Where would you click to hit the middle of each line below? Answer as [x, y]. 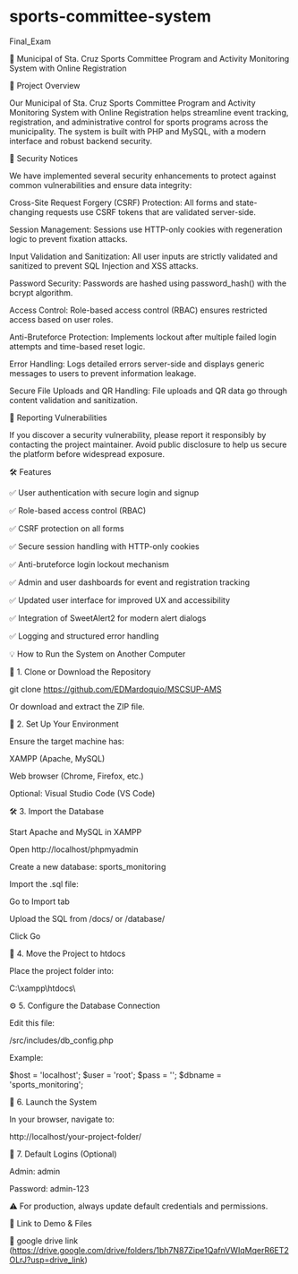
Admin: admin [35, 1171]
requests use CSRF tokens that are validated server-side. [151, 211]
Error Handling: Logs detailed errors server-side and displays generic [137, 364]
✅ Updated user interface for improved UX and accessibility [120, 600]
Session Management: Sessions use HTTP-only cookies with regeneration [146, 229]
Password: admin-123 [49, 1188]
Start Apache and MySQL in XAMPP [76, 831]
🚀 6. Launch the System [53, 1102]
